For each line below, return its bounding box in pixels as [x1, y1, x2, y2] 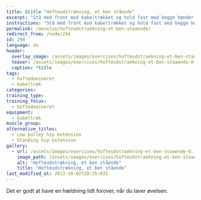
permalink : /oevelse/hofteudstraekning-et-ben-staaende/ [6, 25, 151, 32]
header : [6, 48, 26, 54]
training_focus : [6, 98, 47, 104]
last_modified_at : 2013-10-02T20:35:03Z [6, 171, 109, 177]
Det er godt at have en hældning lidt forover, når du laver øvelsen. [6, 187, 169, 194]
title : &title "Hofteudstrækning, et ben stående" [6, 8, 135, 15]
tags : [6, 70, 20, 76]
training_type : [6, 92, 44, 98]
